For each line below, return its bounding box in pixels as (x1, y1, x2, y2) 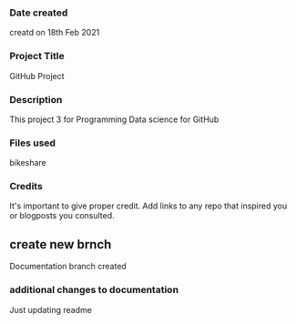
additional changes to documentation (9, 284, 179, 297)
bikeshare (9, 157, 47, 168)
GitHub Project (9, 70, 66, 81)
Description (9, 93, 63, 106)
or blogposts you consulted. (9, 210, 116, 221)
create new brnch (9, 237, 112, 252)
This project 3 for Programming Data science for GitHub (9, 114, 219, 125)
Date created (9, 6, 68, 19)
